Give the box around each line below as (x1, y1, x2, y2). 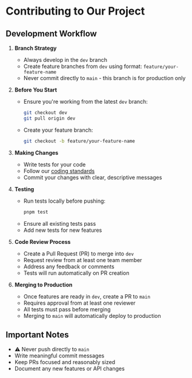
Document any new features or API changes (14, 365, 125, 373)
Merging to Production (14, 281, 73, 288)
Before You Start (14, 86, 58, 93)
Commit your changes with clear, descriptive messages (23, 174, 162, 181)
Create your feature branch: (23, 126, 93, 133)
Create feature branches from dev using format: (23, 62, 142, 70)
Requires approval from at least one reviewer (23, 299, 136, 306)
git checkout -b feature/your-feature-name (23, 138, 136, 144)
